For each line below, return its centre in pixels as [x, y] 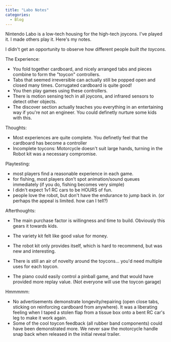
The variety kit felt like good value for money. [60, 236]
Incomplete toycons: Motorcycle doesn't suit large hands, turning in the [88, 149]
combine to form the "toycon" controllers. [56, 75]
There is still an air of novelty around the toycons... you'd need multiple [87, 261]
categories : [18, 15]
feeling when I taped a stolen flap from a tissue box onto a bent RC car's [89, 312]
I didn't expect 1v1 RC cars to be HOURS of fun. [62, 190]
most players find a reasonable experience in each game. [73, 174]
